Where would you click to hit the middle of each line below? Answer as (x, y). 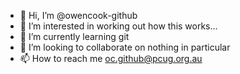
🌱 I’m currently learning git (74, 36)
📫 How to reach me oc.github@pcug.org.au (111, 58)
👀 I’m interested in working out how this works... (118, 26)
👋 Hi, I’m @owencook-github (78, 15)
